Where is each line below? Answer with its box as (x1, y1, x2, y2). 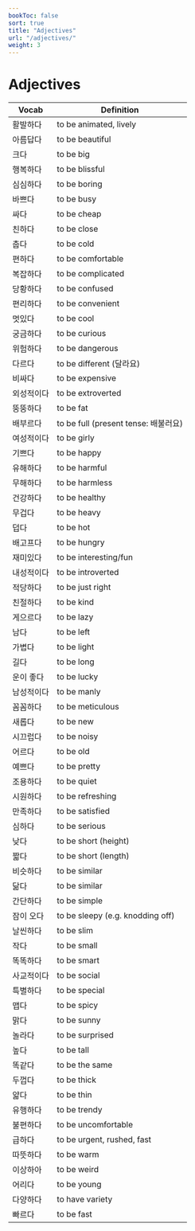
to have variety (57, 1194, 113, 1205)
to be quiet (57, 776, 97, 787)
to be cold (57, 238, 95, 249)
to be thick (57, 1074, 97, 1085)
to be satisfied (57, 806, 110, 817)
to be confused (57, 283, 114, 295)
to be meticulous (57, 701, 119, 713)
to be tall (57, 1045, 90, 1056)
